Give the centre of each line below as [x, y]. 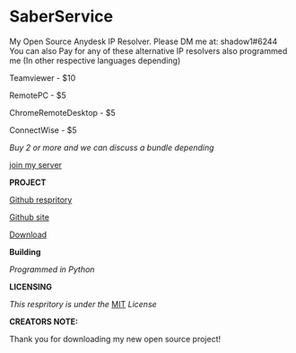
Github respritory [41, 199]
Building [25, 252]
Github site [29, 216]
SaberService [61, 17]
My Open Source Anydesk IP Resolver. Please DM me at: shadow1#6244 [144, 41]
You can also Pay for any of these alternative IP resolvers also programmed [148, 50]
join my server [36, 164]
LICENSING [30, 287]
